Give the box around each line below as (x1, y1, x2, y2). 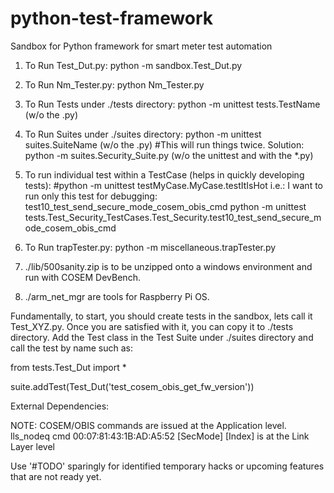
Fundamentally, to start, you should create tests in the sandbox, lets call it (10, 310, 313, 322)
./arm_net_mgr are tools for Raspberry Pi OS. (24, 290, 210, 302)
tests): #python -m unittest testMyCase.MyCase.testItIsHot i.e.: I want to (24, 179, 323, 191)
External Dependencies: (10, 400, 110, 412)
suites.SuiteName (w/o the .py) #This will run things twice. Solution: (24, 138, 305, 151)
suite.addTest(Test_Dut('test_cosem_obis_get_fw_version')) (10, 380, 255, 392)
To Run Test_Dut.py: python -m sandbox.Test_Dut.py (24, 59, 243, 71)
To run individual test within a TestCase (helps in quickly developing (24, 168, 305, 181)
